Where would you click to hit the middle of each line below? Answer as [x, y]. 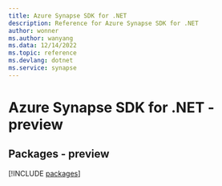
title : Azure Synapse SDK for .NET [68, 16]
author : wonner [34, 30]
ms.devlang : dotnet [41, 61]
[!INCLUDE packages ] [44, 173]
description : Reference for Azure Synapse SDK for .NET [103, 23]
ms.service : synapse [43, 68]
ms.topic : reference [43, 53]
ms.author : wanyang [41, 38]
